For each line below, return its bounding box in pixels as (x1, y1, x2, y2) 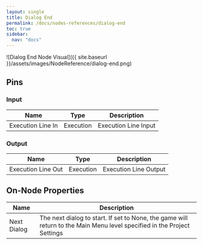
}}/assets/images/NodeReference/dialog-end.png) (6, 60, 132, 67)
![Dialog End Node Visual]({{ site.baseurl (6, 54, 108, 60)
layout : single (6, 8, 45, 15)
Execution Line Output (102, 165, 166, 173)
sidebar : (6, 31, 28, 37)
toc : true (6, 25, 31, 32)
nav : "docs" (11, 37, 42, 43)
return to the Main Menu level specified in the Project (39, 221, 190, 229)
